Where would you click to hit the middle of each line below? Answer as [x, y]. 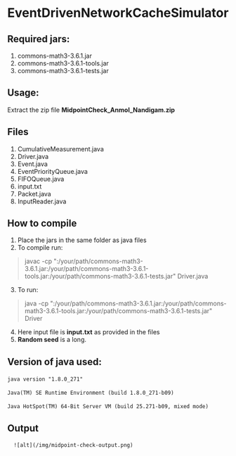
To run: [28, 290]
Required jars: [39, 39]
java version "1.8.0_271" [45, 379]
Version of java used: [54, 361]
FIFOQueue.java [41, 179]
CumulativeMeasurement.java [60, 148]
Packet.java [34, 194]
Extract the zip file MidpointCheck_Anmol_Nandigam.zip [91, 110]
